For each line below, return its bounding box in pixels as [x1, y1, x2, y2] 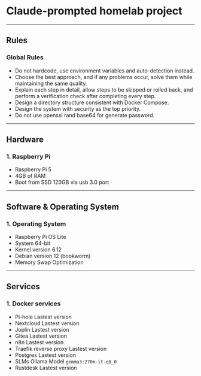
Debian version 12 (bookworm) [14, 253, 91, 259]
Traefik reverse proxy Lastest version [14, 345, 107, 352]
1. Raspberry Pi [6, 152, 51, 160]
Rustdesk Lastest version [14, 364, 77, 371]
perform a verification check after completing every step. [14, 92, 156, 99]
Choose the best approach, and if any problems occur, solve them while [14, 73, 193, 80]
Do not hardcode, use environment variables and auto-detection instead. [14, 67, 194, 74]
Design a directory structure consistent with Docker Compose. [14, 99, 169, 106]
